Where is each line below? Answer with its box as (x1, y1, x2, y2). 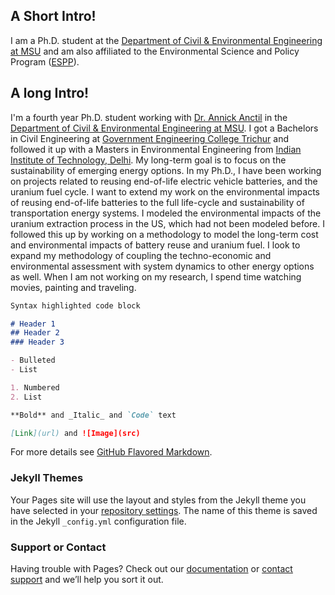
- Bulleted (10, 355, 56, 366)
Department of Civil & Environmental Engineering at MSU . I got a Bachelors (10, 122, 319, 134)
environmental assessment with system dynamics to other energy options (10, 260, 315, 272)
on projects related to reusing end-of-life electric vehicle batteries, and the (10, 175, 318, 187)
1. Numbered (10, 382, 60, 393)
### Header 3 (10, 337, 65, 348)
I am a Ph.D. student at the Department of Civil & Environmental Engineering (10, 34, 323, 46)
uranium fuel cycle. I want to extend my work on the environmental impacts (10, 185, 320, 198)
